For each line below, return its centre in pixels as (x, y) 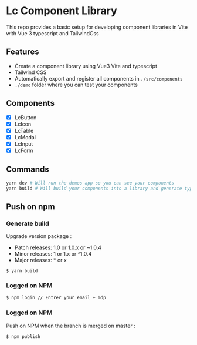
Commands (28, 170)
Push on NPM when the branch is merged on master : (71, 326)
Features (23, 52)
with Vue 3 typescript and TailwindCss (52, 33)
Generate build (28, 223)
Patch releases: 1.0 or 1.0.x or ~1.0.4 (58, 247)
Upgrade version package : (39, 236)
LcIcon (23, 124)
